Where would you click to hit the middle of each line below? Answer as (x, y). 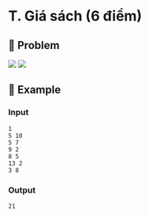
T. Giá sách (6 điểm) (75, 16)
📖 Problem (34, 45)
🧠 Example (35, 90)
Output (22, 190)
